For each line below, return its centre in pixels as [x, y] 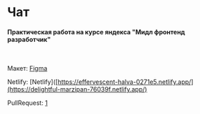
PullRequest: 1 [27, 103]
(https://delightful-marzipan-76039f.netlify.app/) [77, 90]
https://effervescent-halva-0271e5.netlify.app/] [125, 82]
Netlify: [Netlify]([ [33, 82]
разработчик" [29, 39]
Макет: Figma [27, 69]
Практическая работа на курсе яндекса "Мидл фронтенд [96, 31]
